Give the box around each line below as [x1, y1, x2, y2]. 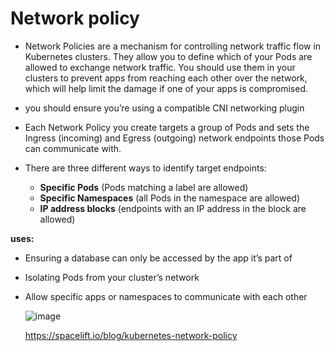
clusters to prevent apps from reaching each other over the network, [24, 72, 308, 84]
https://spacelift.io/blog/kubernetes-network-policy [24, 329, 238, 341]
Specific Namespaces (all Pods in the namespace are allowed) [39, 192, 301, 204]
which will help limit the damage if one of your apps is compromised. [24, 82, 308, 94]
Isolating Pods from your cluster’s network [24, 271, 200, 283]
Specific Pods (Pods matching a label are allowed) [39, 181, 249, 193]
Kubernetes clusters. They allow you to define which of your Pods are [24, 50, 313, 62]
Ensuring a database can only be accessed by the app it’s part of [24, 252, 293, 264]
